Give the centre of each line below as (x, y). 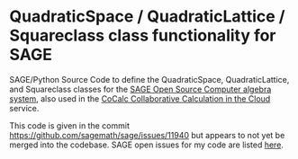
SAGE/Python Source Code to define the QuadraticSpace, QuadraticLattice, (149, 79)
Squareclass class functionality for (143, 35)
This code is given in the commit (70, 125)
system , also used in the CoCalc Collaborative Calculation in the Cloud (140, 98)
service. (24, 108)
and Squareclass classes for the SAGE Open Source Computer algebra (140, 89)
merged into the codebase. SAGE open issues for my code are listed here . (146, 145)
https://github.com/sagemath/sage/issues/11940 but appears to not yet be (147, 135)
